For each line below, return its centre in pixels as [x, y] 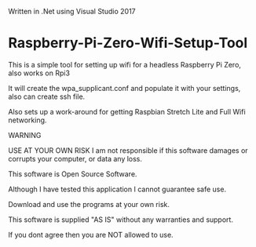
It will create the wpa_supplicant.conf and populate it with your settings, [124, 88]
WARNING [25, 135]
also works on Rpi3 [39, 73]
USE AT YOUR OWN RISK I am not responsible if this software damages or [128, 150]
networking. [27, 120]
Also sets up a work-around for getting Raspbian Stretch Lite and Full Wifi [127, 111]
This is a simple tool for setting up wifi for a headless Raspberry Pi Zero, [125, 64]
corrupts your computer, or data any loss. [75, 158]
